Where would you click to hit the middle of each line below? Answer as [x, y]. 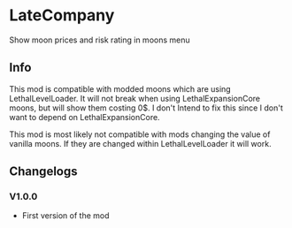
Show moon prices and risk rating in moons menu [100, 40]
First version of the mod [65, 216]
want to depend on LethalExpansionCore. [85, 117]
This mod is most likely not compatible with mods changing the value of [140, 134]
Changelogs [43, 172]
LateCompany [62, 15]
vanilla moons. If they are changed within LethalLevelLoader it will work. [140, 143]
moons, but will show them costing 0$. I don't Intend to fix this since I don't [146, 108]
